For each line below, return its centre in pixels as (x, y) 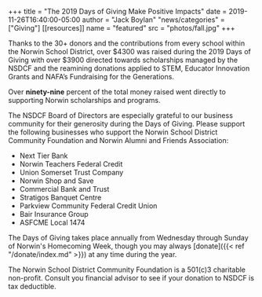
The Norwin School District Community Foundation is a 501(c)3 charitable (127, 269)
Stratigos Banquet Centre (60, 197)
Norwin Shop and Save (56, 181)
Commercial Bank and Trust (64, 189)
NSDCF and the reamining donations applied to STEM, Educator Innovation (129, 68)
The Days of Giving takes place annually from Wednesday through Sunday (128, 238)
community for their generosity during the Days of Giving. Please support (127, 124)
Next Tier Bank (44, 156)
